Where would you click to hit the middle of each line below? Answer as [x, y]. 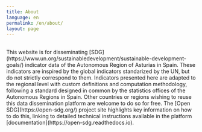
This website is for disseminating [47, 52]
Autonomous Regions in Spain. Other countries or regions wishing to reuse [99, 97]
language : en [23, 17]
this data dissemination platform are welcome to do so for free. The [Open [98, 104]
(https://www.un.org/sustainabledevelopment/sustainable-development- [96, 58]
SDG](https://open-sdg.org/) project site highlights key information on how [99, 110]
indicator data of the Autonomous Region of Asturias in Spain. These [110, 65]
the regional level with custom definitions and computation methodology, [97, 84]
